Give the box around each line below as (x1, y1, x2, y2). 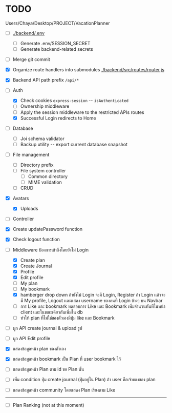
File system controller (20, 167, 67, 173)
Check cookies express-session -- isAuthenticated (20, 97, 129, 104)
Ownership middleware (20, 103, 70, 109)
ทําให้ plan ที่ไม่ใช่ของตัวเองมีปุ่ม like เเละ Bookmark (20, 315, 115, 321)
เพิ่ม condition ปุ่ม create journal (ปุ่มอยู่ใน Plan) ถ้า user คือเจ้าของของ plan (12, 377, 156, 383)
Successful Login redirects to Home (20, 115, 96, 121)
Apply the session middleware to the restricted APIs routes (20, 109, 144, 115)
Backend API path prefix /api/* (12, 77, 79, 83)
